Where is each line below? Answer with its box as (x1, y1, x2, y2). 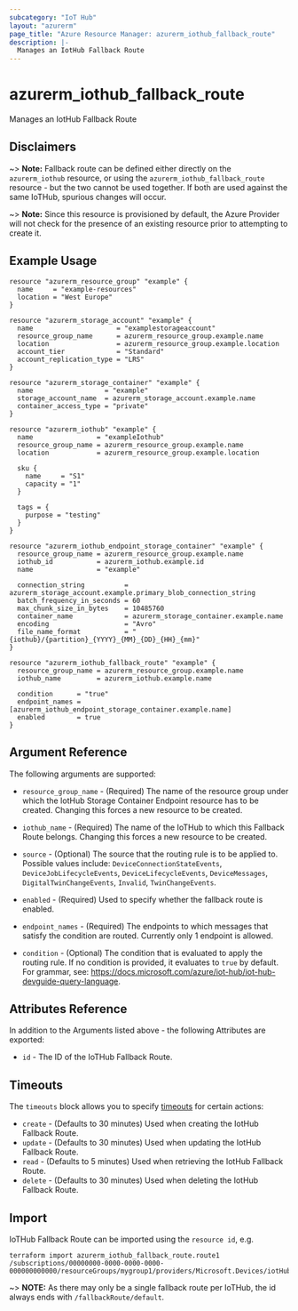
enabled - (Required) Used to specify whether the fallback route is (21, 894, 263, 905)
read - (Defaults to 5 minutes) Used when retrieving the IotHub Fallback (21, 1156, 284, 1167)
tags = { (17, 503, 50, 511)
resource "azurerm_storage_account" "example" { (9, 316, 192, 325)
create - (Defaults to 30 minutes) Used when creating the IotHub (21, 1118, 259, 1130)
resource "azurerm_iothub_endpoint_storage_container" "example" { (9, 542, 264, 551)
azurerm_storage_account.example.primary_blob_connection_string (9, 588, 255, 597)
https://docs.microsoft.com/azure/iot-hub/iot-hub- (90, 966, 276, 977)
